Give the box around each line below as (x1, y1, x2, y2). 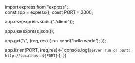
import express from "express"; (5, 4, 68, 10)
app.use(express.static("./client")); (5, 19, 75, 24)
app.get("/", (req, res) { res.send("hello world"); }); (5, 38, 106, 43)
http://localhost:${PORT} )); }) (5, 52, 67, 58)
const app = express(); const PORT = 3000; (5, 9, 93, 15)
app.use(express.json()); (5, 28, 55, 34)
